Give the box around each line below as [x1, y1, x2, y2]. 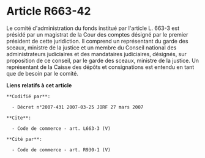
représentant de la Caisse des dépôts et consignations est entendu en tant [6, 63, 195, 71]
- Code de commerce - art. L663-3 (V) [12, 125, 111, 132]
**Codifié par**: [6, 93, 51, 99]
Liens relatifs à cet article [6, 81, 72, 89]
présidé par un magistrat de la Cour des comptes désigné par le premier [6, 31, 188, 38]
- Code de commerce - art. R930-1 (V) [12, 146, 111, 153]
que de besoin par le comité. [6, 70, 78, 77]
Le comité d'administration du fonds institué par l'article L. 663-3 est [6, 24, 179, 32]
